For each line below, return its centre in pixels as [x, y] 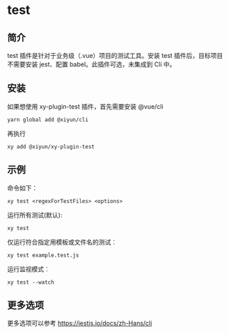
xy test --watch [31, 282]
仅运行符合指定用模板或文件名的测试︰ [62, 242]
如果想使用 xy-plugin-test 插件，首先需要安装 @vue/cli [85, 106]
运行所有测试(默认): [35, 215]
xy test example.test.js [43, 255]
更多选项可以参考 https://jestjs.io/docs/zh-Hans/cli [80, 324]
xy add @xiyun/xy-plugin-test [51, 146]
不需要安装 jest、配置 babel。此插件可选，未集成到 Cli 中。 [92, 64]
